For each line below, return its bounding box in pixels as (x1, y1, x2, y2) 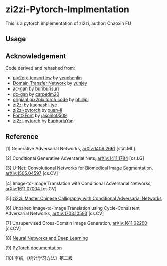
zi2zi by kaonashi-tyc (12, 102, 57, 108)
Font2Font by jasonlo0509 (12, 112, 67, 119)
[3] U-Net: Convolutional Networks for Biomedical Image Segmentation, (5, 165, 153, 171)
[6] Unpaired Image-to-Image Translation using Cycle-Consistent (5, 205, 140, 211)
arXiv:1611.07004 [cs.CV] (5, 185, 57, 192)
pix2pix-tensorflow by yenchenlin (12, 75, 82, 81)
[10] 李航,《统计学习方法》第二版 (5, 255, 73, 261)
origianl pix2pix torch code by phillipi (12, 97, 89, 103)
